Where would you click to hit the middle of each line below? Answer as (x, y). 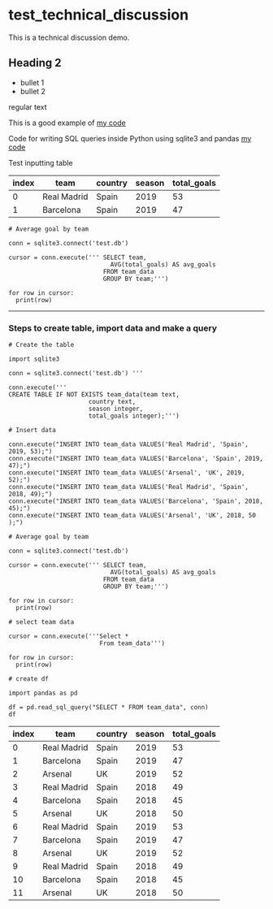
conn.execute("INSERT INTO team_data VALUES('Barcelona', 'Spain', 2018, (136, 501)
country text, (112, 402)
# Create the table (41, 345)
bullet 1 (32, 82)
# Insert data (32, 431)
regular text (28, 106)
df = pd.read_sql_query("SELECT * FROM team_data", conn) (108, 708)
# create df (28, 679)
